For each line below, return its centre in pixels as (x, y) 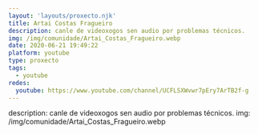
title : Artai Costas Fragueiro (60, 23)
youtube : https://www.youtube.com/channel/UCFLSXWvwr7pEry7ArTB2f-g (132, 90)
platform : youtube (39, 53)
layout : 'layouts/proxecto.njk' (62, 16)
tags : (17, 68)
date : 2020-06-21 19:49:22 (53, 46)
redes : (19, 83)
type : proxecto (34, 61)
